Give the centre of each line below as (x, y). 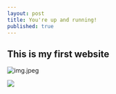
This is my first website (58, 54)
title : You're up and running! (52, 20)
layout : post (26, 13)
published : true (30, 26)
